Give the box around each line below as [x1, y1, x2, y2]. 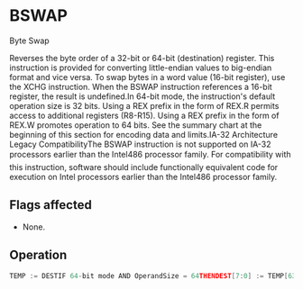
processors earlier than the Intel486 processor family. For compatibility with [9, 149, 291, 159]
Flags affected [9, 197, 92, 212]
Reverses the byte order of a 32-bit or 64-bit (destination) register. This [9, 52, 275, 63]
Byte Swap [9, 35, 50, 46]
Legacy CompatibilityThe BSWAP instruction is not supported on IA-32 [9, 139, 272, 149]
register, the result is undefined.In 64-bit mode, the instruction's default [9, 91, 276, 102]
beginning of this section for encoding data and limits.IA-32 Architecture [9, 129, 278, 140]
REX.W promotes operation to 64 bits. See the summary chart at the [9, 119, 262, 131]
